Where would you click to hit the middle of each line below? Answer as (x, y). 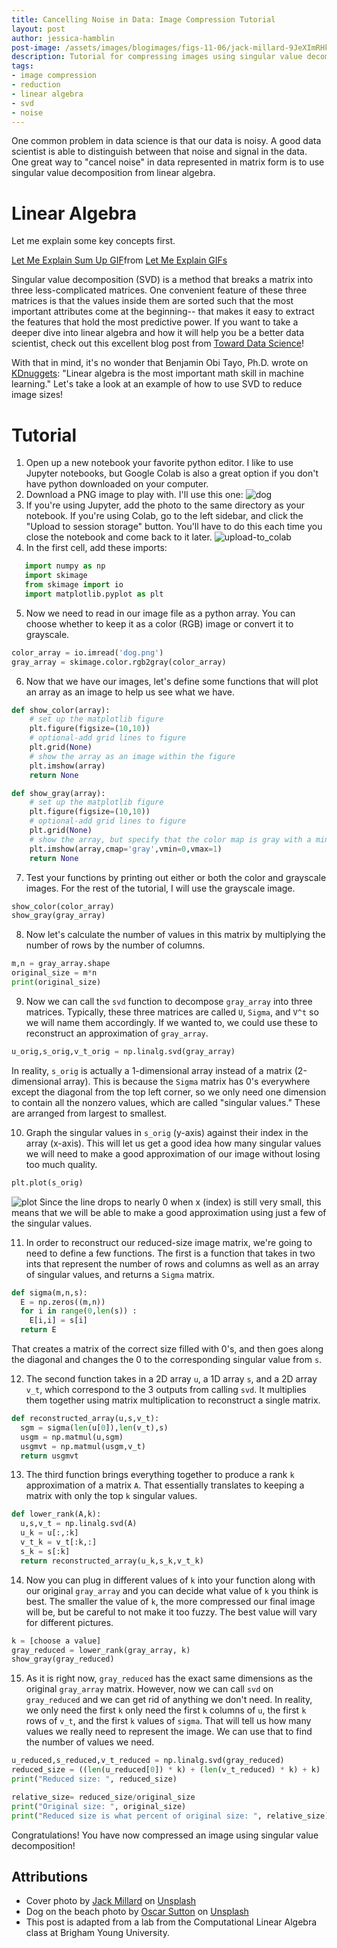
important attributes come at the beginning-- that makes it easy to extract (163, 312)
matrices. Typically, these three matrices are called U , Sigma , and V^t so (172, 1012)
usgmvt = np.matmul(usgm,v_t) (83, 1446)
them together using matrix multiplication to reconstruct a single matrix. (173, 1400)
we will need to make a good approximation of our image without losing (173, 1153)
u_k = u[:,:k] (49, 1533)
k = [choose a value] (56, 1641)
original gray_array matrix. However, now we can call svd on (149, 1689)
